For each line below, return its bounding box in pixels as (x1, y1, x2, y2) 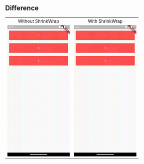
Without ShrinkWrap (17, 18, 60, 24)
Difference (5, 4, 39, 12)
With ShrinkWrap (88, 18, 123, 24)
